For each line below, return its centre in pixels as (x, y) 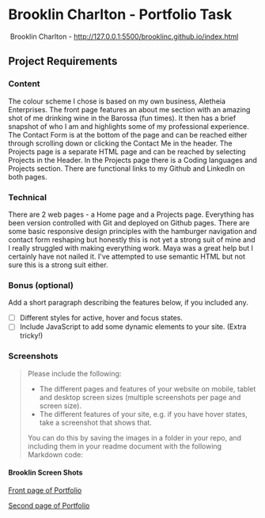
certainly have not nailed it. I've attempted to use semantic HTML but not (127, 256)
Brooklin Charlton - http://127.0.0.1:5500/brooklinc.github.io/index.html (124, 36)
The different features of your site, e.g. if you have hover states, (143, 414)
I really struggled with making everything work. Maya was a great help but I (131, 248)
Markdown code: (55, 454)
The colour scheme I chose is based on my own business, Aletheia (117, 101)
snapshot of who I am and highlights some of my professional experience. (129, 126)
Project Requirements (63, 61)
